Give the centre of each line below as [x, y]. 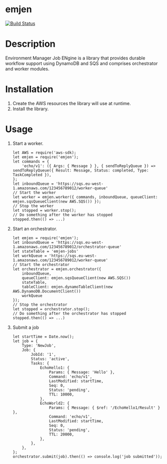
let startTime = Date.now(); [43, 337]
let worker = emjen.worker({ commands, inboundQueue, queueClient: [85, 197]
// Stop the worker [33, 206]
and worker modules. [27, 69]
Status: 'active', [50, 359]
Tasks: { [40, 363]
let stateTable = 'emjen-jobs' [46, 251]
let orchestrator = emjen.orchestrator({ [57, 269]
